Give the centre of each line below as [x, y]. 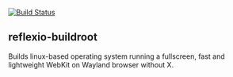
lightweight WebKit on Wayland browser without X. [91, 64]
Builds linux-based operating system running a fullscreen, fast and [117, 56]
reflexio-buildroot [53, 37]
